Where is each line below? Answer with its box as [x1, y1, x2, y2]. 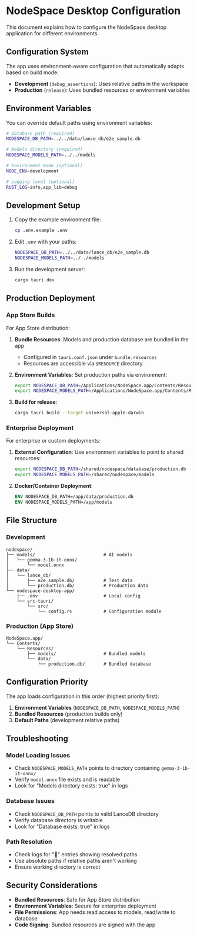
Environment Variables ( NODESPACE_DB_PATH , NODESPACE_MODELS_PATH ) [14, 704, 181, 711]
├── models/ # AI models [6, 551, 133, 557]
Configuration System [6, 47, 89, 57]
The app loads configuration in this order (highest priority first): [6, 693, 160, 700]
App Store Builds [6, 311, 55, 319]
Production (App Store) [6, 622, 74, 630]
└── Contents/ [6, 640, 41, 646]
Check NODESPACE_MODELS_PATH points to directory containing [14, 765, 160, 772]
